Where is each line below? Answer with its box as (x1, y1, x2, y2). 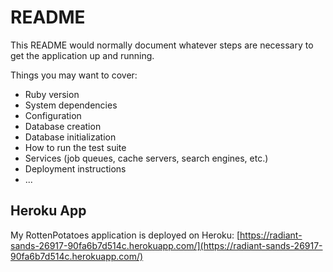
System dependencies (24, 99, 118, 111)
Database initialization (24, 131, 117, 143)
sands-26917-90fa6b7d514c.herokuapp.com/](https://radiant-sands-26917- (10, 239, 323, 251)
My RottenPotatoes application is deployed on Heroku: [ (10, 229, 241, 241)
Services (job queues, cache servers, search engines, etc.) (24, 152, 269, 164)
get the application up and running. (10, 49, 155, 61)
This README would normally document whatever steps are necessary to (10, 39, 314, 51)
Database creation (24, 120, 102, 132)
